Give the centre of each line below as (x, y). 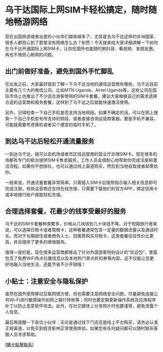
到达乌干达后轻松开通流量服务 (50, 141)
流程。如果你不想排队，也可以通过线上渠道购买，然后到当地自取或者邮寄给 (83, 166)
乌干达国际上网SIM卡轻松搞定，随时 (77, 10)
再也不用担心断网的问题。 (31, 54)
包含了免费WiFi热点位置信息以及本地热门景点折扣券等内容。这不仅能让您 (77, 258)
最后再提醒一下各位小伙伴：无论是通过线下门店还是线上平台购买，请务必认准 (81, 322)
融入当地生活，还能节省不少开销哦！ (49, 264)
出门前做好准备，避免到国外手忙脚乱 (59, 72)
